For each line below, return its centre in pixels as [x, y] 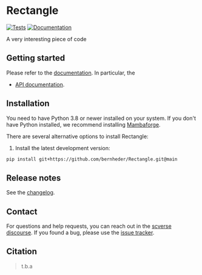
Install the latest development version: [62, 148]
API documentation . [40, 84]
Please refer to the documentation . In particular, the [71, 73]
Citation [22, 252]
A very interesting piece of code [46, 39]
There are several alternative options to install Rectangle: [77, 136]
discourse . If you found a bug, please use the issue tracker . [80, 233]
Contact [22, 212]
